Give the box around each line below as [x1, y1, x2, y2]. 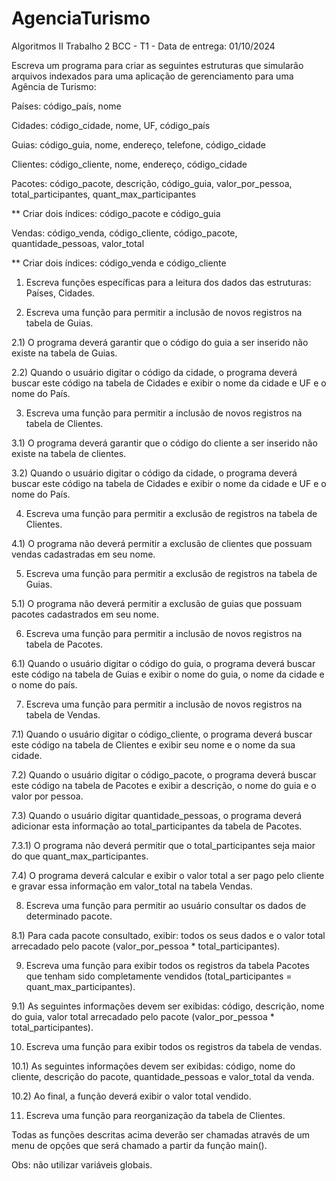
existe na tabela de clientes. [11, 447, 127, 459]
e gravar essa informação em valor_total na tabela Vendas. [11, 880, 253, 892]
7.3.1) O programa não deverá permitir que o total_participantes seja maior [11, 839, 316, 851]
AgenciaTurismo [11, 7, 151, 30]
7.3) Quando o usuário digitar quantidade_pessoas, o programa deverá [11, 809, 303, 821]
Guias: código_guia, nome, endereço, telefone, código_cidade [11, 138, 266, 151]
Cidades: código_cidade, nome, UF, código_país [11, 119, 211, 131]
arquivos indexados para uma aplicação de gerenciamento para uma [11, 70, 294, 82]
